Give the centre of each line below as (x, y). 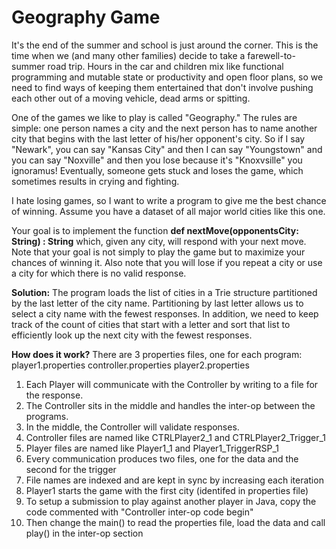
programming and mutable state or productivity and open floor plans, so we (167, 77)
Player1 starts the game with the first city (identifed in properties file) (167, 490)
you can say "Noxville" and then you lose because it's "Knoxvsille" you (157, 160)
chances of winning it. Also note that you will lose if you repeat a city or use (167, 262)
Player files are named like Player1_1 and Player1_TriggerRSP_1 (152, 448)
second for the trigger (71, 469)
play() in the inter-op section (84, 533)
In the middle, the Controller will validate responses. (132, 427)
